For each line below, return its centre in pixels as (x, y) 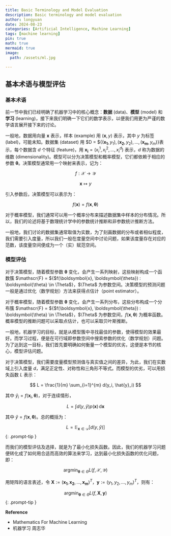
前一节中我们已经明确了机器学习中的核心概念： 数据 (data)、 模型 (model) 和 (84, 112)
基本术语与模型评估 (35, 84)
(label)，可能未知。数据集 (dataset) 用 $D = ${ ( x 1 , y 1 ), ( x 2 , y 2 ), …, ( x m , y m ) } (82, 143)
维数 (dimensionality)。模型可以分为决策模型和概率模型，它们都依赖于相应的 (85, 157)
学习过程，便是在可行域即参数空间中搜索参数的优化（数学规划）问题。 (92, 338)
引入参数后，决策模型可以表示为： (41, 194)
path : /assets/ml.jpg (33, 58)
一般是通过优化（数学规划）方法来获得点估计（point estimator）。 (73, 291)
